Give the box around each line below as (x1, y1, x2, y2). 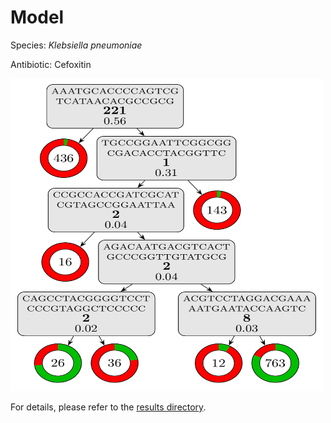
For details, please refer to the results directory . (10, 401, 207, 413)
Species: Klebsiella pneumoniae (10, 39, 143, 51)
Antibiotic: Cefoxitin (10, 58, 92, 70)
